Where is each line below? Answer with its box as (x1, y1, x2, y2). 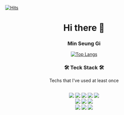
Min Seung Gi (67, 40, 101, 47)
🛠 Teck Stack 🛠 (64, 64, 104, 71)
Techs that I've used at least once (49, 77, 119, 83)
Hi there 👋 (63, 22, 105, 33)
